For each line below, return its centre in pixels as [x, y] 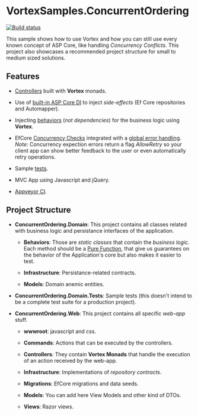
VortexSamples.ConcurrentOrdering [98, 11]
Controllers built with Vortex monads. [60, 91]
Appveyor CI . [31, 191]
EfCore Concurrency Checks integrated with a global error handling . [98, 138]
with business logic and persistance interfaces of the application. [94, 230]
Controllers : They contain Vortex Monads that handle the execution [107, 354]
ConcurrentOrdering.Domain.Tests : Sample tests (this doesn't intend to [103, 296]
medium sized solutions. [36, 58]
